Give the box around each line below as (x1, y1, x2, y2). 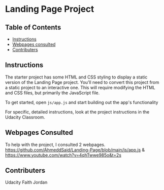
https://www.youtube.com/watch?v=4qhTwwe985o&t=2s (5, 152, 122, 158)
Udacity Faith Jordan (5, 179, 48, 186)
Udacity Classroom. (5, 114, 45, 120)
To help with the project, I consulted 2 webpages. (5, 142, 106, 148)
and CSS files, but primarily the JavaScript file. (5, 90, 100, 96)
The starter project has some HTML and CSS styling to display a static (5, 74, 148, 80)
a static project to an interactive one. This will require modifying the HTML (5, 84, 156, 90)
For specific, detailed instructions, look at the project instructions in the (5, 109, 150, 114)
